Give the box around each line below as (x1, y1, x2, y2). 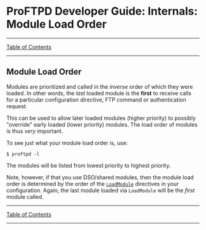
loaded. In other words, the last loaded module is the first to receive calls (6, 89, 192, 97)
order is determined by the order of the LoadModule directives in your (6, 180, 179, 187)
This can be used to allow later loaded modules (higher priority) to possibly (6, 114, 196, 122)
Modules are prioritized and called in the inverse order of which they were (6, 83, 193, 90)
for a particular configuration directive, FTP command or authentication (6, 96, 186, 103)
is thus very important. (6, 127, 63, 135)
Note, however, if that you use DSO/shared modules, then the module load (6, 173, 194, 181)
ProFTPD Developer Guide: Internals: (6, 4, 198, 18)
